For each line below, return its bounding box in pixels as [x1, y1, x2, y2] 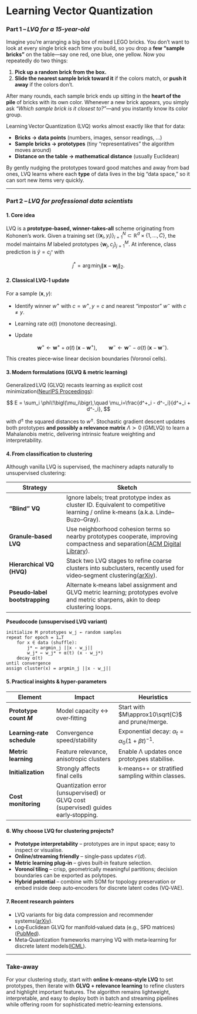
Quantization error [56, 782, 107, 790]
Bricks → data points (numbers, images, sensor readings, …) [14, 134, 162, 141]
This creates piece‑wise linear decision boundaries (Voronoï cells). [6, 355, 167, 363]
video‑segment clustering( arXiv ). [66, 571, 157, 580]
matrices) [152, 923, 175, 930]
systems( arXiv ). [14, 917, 53, 925]
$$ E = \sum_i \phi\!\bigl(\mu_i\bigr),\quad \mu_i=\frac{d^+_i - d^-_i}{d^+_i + [6, 399, 191, 407]
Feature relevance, [56, 747, 108, 756]
